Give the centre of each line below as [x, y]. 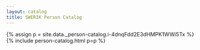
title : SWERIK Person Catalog [44, 17]
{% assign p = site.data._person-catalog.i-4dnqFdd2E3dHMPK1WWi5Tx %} [100, 34]
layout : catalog [27, 12]
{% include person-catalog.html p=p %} [56, 40]
